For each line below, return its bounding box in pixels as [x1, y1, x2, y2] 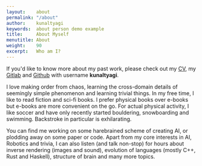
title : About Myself [6, 32, 69, 38]
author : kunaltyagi [6, 20, 64, 26]
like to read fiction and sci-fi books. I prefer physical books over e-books [6, 96, 189, 103]
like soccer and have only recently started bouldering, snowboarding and [6, 108, 189, 116]
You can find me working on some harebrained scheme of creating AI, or [6, 127, 188, 134]
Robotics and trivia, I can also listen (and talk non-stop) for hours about [6, 140, 184, 147]
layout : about [6, 8, 50, 15]
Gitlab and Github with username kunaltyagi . [6, 71, 120, 79]
